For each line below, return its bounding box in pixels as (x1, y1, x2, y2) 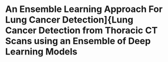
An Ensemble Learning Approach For (5, 3, 163, 15)
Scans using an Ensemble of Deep (5, 35, 151, 47)
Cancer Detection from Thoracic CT (5, 25, 158, 36)
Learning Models (5, 46, 78, 57)
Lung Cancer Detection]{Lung (5, 14, 134, 25)
